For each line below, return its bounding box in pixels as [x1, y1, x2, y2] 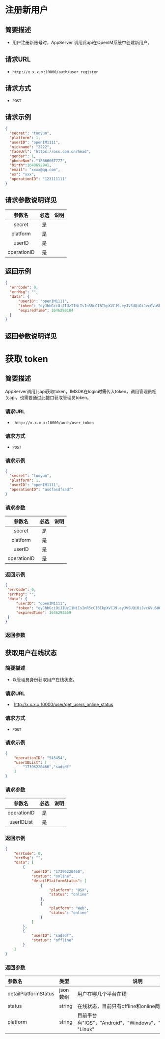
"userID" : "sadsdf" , [31, 933, 74, 938]
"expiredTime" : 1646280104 [18, 308, 74, 313]
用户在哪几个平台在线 [77, 990, 127, 997]
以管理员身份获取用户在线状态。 [12, 676, 77, 682]
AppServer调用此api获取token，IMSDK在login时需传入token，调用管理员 [5, 388, 152, 394]
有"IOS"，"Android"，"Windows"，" [77, 1019, 161, 1026]
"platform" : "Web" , [49, 906, 89, 911]
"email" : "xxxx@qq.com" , [9, 168, 60, 173]
